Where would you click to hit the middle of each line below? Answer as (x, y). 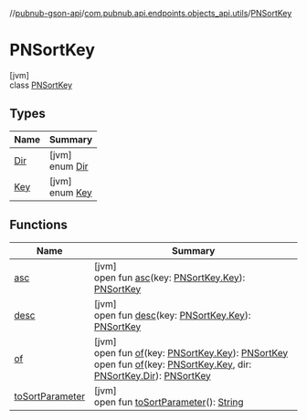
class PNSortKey (41, 85)
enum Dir (69, 166)
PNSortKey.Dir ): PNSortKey (153, 375)
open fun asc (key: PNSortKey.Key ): (170, 278)
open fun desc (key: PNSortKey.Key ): (173, 315)
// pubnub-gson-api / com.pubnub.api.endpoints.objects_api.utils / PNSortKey (151, 13)
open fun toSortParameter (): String (169, 402)
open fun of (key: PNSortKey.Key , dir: (173, 364)
